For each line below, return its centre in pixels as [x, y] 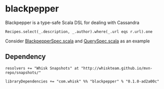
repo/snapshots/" [23, 72]
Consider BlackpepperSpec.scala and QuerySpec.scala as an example [78, 41]
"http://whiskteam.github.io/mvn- [117, 68]
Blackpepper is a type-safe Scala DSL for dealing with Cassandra [72, 22]
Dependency [25, 57]
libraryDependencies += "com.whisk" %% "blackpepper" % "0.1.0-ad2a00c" [82, 81]
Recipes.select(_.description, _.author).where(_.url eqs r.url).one [79, 31]
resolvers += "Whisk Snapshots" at [42, 68]
